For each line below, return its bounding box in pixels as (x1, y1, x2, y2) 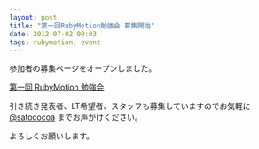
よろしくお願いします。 (9, 130, 95, 142)
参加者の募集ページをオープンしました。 (9, 63, 157, 74)
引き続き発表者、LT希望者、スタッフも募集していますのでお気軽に (9, 101, 251, 112)
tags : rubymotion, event (9, 37, 101, 47)
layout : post (9, 12, 58, 22)
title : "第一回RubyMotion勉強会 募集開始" (9, 21, 155, 30)
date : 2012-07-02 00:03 (9, 29, 98, 38)
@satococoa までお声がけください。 (9, 112, 144, 122)
